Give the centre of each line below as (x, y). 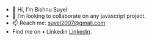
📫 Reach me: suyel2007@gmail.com (59, 23)
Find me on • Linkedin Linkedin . (52, 32)
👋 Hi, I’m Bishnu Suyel (40, 9)
